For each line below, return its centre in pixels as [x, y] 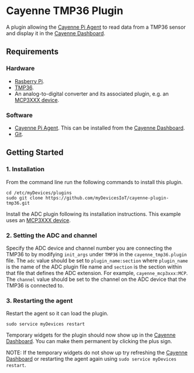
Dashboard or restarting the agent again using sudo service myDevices [91, 359]
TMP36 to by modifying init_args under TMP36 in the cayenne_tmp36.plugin [96, 254]
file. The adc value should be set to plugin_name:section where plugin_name [97, 260]
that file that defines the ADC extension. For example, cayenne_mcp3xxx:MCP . [97, 273]
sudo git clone [25, 198]
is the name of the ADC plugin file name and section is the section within [94, 267]
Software [20, 115]
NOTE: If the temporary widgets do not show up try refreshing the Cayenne [97, 352]
